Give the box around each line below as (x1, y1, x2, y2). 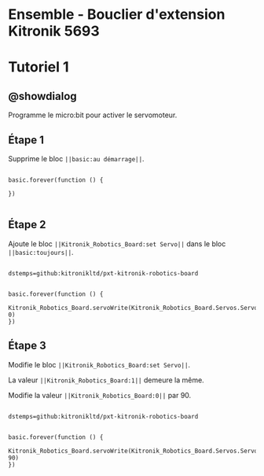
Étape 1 (8, 133, 45, 146)
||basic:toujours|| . (8, 247, 74, 256)
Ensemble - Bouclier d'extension (8, 6, 225, 24)
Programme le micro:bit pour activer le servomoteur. (8, 110, 178, 120)
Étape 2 (8, 218, 46, 231)
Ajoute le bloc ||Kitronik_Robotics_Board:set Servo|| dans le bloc (8, 238, 226, 249)
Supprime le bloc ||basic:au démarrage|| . (8, 154, 145, 163)
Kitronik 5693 (8, 22, 100, 40)
